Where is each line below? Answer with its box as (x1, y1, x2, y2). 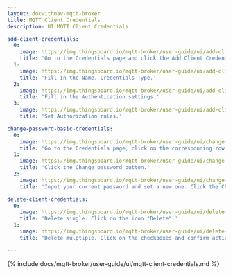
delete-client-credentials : (7, 195, 89, 203)
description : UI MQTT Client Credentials (7, 23, 129, 30)
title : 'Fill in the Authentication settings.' (19, 94, 159, 100)
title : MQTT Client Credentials (7, 17, 101, 24)
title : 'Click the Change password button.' (19, 164, 150, 171)
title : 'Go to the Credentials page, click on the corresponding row (19, 145, 225, 152)
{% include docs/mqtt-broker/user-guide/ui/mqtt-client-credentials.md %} (7, 259, 220, 267)
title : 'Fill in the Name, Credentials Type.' (19, 74, 157, 81)
